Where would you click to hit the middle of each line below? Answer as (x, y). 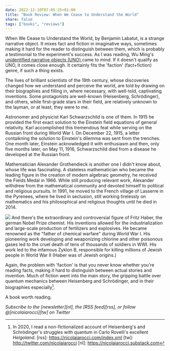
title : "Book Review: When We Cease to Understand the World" (72, 15)
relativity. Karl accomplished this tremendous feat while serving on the (79, 128)
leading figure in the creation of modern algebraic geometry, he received (81, 175)
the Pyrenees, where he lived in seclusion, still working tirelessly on (76, 196)
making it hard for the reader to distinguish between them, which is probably (85, 49)
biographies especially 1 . (30, 287)
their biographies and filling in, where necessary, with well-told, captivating (83, 91)
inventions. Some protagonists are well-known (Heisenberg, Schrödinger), (83, 96)
